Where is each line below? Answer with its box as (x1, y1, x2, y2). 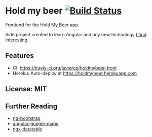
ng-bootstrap (12, 115, 41, 121)
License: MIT (5, 85, 47, 93)
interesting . (5, 37, 29, 43)
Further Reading (5, 102, 58, 110)
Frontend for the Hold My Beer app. (5, 22, 80, 28)
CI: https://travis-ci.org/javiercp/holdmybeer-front (12, 64, 117, 71)
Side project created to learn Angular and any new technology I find (5, 31, 147, 37)
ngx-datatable (12, 126, 42, 132)
